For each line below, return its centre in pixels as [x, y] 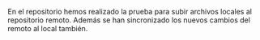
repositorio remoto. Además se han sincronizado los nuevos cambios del [129, 20]
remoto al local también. [48, 28]
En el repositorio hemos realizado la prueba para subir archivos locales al [130, 12]
